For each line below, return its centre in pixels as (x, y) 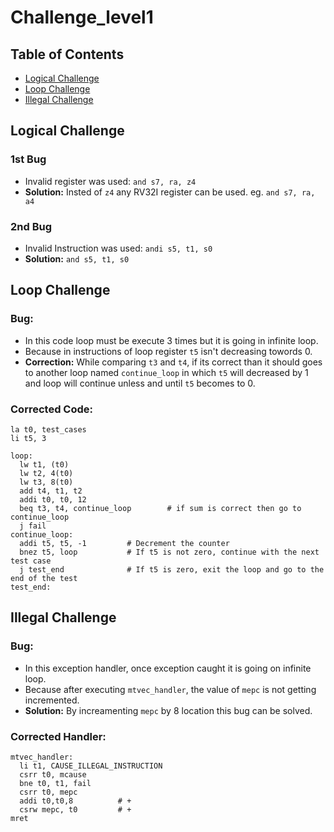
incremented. (52, 700)
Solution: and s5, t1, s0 (77, 258)
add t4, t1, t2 (51, 491)
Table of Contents (67, 54)
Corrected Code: (51, 409)
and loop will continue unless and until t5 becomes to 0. (140, 383)
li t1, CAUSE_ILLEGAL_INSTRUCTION (91, 766)
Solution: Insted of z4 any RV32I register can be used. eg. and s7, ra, (170, 192)
